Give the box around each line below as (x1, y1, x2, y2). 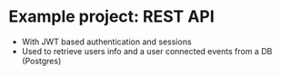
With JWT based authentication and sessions (21, 36, 192, 47)
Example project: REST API (8, 6, 215, 27)
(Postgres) (21, 55, 62, 66)
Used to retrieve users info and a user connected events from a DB (21, 45, 273, 56)
